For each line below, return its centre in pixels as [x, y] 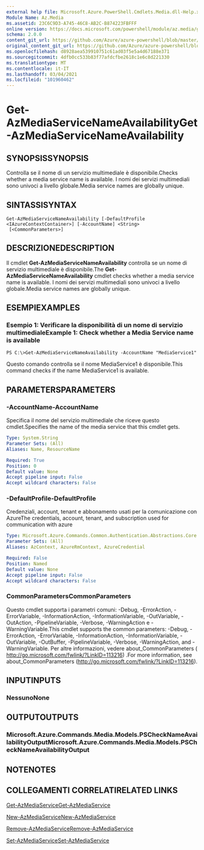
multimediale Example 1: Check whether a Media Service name [100, 333]
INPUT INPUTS [34, 681]
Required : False [27, 558]
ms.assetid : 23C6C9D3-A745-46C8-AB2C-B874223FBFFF [72, 23]
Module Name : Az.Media [35, 18]
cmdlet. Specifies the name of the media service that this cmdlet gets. [93, 427]
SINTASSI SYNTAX [42, 205]
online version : [27, 29]
